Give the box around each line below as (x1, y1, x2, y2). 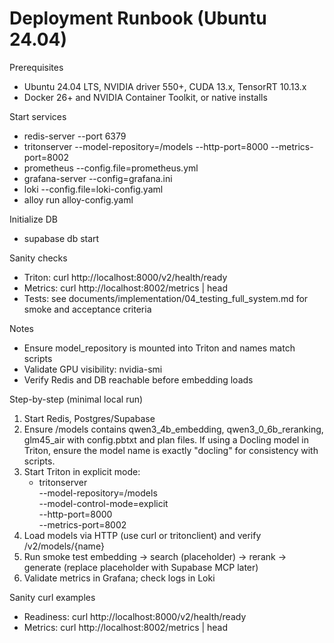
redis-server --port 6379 (23, 130, 127, 142)
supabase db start (23, 232, 100, 244)
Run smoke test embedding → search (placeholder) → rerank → (23, 550, 287, 562)
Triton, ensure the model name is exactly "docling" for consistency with (23, 444, 319, 456)
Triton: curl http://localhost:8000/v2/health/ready (23, 271, 228, 283)
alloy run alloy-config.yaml (23, 193, 134, 206)
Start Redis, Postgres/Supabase (23, 412, 156, 424)
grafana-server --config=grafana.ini (23, 172, 173, 184)
